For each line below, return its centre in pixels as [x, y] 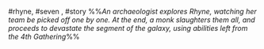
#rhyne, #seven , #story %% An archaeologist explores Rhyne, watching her [132, 11]
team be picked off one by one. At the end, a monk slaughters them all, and [132, 20]
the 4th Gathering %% [44, 36]
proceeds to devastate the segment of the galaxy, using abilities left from [128, 28]
